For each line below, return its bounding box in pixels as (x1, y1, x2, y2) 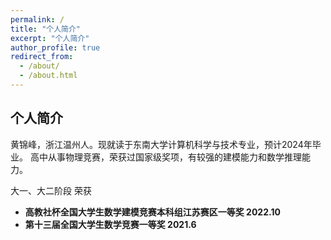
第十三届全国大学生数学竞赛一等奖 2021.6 (24, 218, 197, 230)
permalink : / (10, 14, 65, 25)
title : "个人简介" (10, 24, 82, 34)
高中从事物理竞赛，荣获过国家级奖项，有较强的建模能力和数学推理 (29, 151, 302, 163)
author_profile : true (10, 42, 101, 53)
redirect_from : (10, 52, 74, 62)
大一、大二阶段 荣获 (10, 184, 92, 196)
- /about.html (19, 71, 78, 81)
